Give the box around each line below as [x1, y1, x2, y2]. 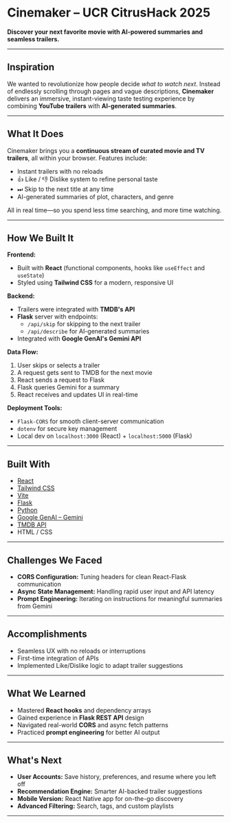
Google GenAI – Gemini [16, 514, 84, 522]
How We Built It [7, 232, 74, 244]
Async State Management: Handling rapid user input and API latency [16, 587, 214, 596]
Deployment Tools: [7, 404, 63, 412]
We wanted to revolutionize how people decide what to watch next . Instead [7, 79, 221, 88]
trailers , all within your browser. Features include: [7, 154, 148, 162]
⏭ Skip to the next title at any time [16, 185, 114, 193]
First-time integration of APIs [16, 653, 100, 662]
